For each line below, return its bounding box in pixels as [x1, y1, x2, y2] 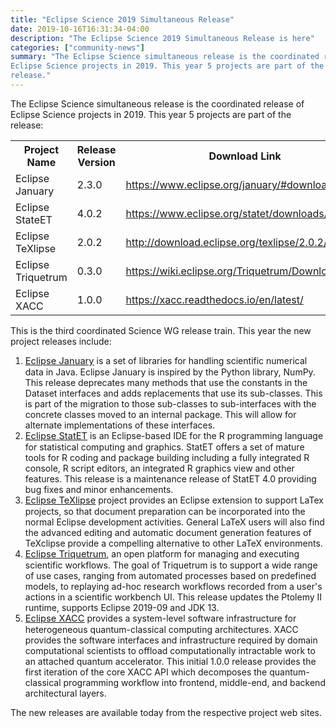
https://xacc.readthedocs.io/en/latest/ [125, 292, 304, 306]
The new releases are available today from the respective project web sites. [10, 706, 323, 718]
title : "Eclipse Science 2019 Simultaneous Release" [10, 14, 235, 25]
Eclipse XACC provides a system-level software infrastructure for [24, 612, 297, 625]
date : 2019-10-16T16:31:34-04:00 [10, 24, 150, 34]
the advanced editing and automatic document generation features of [24, 526, 312, 538]
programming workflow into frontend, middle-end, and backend [63, 676, 326, 688]
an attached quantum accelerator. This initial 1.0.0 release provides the [24, 655, 317, 667]
